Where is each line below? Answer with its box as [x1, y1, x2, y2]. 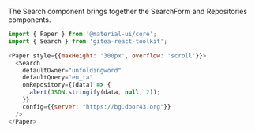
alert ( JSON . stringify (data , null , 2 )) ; [28, 88, 160, 97]
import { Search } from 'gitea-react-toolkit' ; [8, 37, 168, 46]
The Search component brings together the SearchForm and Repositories [8, 7, 247, 16]
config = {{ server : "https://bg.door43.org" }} [22, 102, 171, 111]
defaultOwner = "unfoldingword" [22, 66, 122, 74]
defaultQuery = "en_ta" [22, 74, 93, 82]
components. [8, 15, 51, 24]
